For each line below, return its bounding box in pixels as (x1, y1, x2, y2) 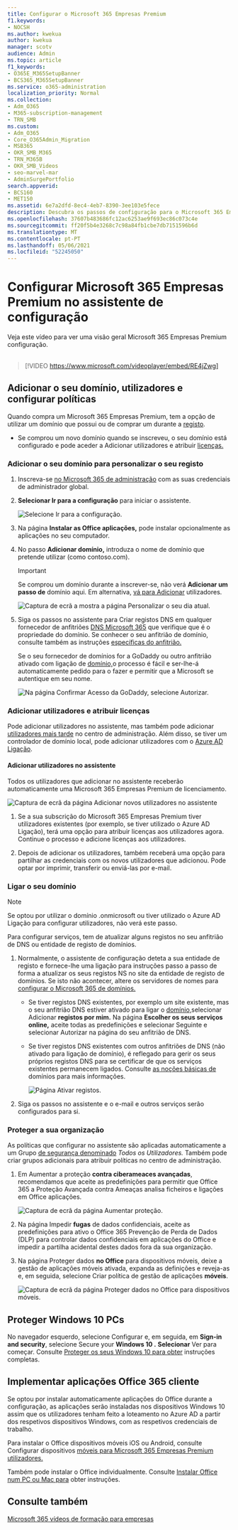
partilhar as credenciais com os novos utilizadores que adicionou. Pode (17, 856, 227, 865)
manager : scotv (7, 43, 52, 50)
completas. (7, 1355, 40, 1364)
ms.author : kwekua (7, 30, 62, 38)
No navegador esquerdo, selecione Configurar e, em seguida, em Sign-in (7, 1332, 222, 1341)
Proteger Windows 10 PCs (7, 1313, 125, 1326)
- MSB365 (7, 143, 33, 150)
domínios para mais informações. (28, 1071, 126, 1081)
